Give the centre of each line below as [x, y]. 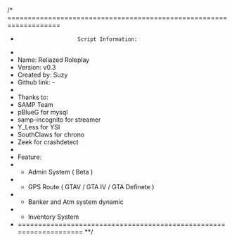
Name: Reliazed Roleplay [53, 60]
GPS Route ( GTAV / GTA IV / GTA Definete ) [91, 187]
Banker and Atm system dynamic [76, 202]
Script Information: [107, 39]
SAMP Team [35, 104]
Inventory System [53, 217]
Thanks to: [33, 97]
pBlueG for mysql [43, 112]
